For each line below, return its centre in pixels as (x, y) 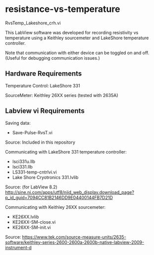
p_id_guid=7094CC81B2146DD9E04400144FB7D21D (59, 197)
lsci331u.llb (24, 161)
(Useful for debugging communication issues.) (52, 58)
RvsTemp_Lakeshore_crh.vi (33, 23)
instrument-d (19, 248)
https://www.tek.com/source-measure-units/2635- (74, 237)
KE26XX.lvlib (26, 217)
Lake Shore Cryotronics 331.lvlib (45, 177)
